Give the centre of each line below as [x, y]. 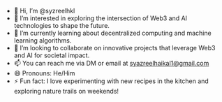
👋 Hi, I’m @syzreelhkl [44, 11]
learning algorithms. [43, 41]
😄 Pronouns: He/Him [44, 73]
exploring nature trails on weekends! [66, 91]
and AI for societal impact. [52, 55]
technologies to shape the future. [62, 25]
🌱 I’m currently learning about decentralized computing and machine [112, 33]
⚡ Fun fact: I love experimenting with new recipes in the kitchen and [111, 81]
